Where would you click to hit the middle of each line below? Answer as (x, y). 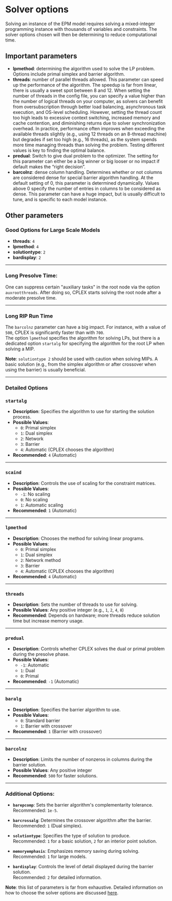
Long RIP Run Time (29, 316)
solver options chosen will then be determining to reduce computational (81, 34)
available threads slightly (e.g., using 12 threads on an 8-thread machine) (90, 134)
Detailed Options (27, 387)
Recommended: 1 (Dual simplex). (48, 826)
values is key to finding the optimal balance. (59, 150)
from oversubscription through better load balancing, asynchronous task (89, 107)
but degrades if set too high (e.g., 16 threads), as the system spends (85, 139)
